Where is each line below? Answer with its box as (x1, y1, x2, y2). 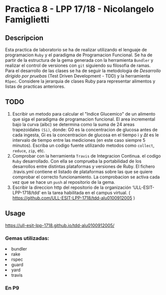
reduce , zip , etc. (12, 147, 45, 154)
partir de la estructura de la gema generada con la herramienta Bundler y (5, 57, 154, 63)
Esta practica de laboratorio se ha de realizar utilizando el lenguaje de (5, 47, 147, 52)
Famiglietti (5, 14, 49, 25)
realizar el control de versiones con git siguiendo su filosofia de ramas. (5, 63, 151, 68)
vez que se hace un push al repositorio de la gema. (12, 179, 115, 185)
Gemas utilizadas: (5, 235, 49, 242)
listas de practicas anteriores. (5, 84, 66, 89)
